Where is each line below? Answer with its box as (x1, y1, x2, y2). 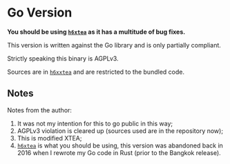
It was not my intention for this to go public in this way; (17, 119, 173, 127)
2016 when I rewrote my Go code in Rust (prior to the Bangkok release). (17, 148, 221, 156)
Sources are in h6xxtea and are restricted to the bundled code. (7, 68, 185, 76)
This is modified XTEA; (17, 134, 82, 142)
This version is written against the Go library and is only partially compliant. (7, 41, 221, 49)
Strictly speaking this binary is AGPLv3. (7, 54, 119, 63)
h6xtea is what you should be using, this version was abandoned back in (17, 141, 223, 150)
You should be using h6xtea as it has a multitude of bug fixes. (7, 28, 186, 36)
